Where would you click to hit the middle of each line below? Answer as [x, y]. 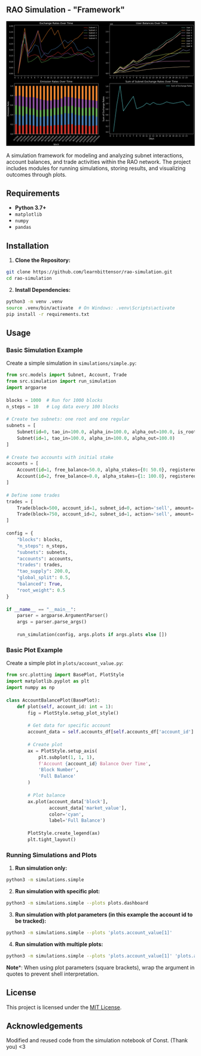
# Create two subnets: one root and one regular [68, 419]
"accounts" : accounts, [45, 559]
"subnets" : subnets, [42, 552]
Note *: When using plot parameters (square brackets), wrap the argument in [100, 967]
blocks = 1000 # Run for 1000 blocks [54, 400]
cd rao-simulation [29, 279]
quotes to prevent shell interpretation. [53, 974]
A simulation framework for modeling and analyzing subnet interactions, [95, 155]
